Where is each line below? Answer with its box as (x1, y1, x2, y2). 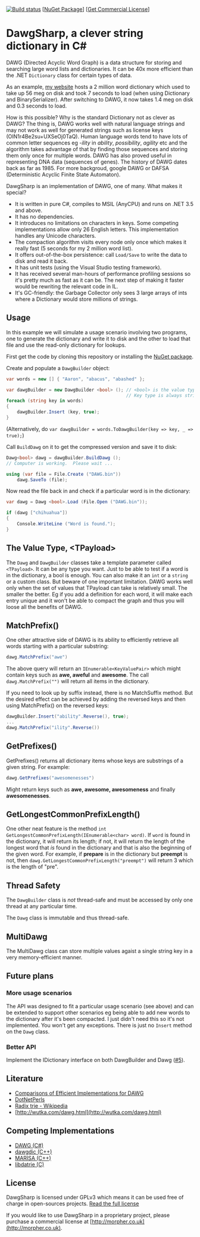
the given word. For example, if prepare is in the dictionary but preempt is (6, 851, 188, 858)
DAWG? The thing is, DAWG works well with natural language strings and (6, 120, 185, 127)
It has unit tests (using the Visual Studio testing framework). (14, 263, 162, 271)
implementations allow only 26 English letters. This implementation (14, 226, 179, 233)
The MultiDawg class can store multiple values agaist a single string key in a (6, 947, 193, 955)
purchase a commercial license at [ (6, 1218, 92, 1225)
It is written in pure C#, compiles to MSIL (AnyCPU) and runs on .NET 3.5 (14, 200, 193, 207)
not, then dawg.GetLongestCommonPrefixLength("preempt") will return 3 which (6, 857, 193, 864)
